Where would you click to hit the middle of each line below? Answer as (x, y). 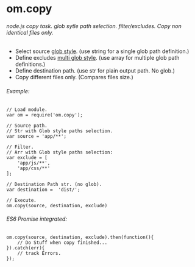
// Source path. (27, 126)
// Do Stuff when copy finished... (62, 243)
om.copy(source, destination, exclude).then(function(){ (80, 237)
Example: (18, 91)
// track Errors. (39, 253)
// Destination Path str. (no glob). (54, 184)
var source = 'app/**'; (37, 136)
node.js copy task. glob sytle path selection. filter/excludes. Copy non (94, 26)
